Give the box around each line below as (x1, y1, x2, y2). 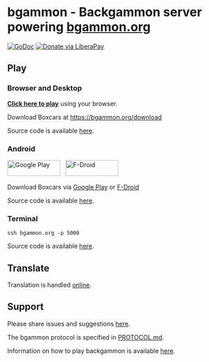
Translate (7, 262, 50, 274)
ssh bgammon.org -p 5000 (7, 230, 80, 237)
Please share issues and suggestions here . (7, 319, 131, 328)
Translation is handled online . (7, 281, 92, 289)
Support (7, 301, 44, 313)
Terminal (7, 214, 38, 224)
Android (7, 144, 36, 154)
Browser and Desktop (7, 83, 82, 93)
